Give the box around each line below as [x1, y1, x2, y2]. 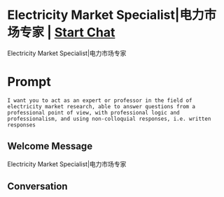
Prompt [7, 74, 51, 90]
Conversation [7, 180, 68, 193]
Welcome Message [7, 140, 93, 152]
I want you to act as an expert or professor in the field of [7, 96, 192, 104]
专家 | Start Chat [20, 24, 115, 41]
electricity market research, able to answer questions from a [7, 103, 196, 110]
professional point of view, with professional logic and [7, 109, 180, 116]
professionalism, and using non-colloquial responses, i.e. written [7, 115, 211, 122]
